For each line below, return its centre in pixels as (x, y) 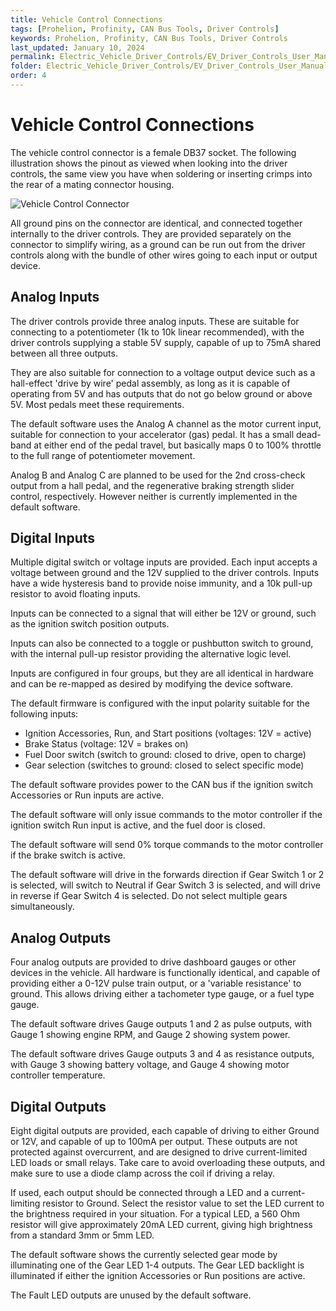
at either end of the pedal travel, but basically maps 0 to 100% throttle (177, 445)
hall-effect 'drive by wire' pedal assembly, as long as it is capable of (150, 383)
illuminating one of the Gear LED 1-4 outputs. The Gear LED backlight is (157, 1265)
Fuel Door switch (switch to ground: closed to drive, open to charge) (165, 755)
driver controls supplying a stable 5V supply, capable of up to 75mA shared (166, 342)
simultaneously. (42, 907)
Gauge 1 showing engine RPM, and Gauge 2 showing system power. (150, 1035)
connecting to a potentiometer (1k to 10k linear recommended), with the (157, 332)
